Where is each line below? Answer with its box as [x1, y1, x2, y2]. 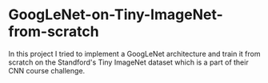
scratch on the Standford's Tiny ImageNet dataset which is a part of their [8, 57, 250, 67]
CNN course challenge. [8, 65, 86, 75]
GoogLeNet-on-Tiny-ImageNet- [8, 6, 224, 24]
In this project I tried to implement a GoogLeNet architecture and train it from [8, 49, 261, 58]
